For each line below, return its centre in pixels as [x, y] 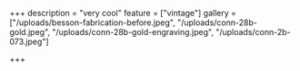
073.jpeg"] [29, 41]
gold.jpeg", [30, 32]
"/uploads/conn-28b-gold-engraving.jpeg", [133, 32]
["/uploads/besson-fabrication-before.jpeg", [92, 22]
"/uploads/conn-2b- [253, 32]
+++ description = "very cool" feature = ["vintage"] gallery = [123, 13]
